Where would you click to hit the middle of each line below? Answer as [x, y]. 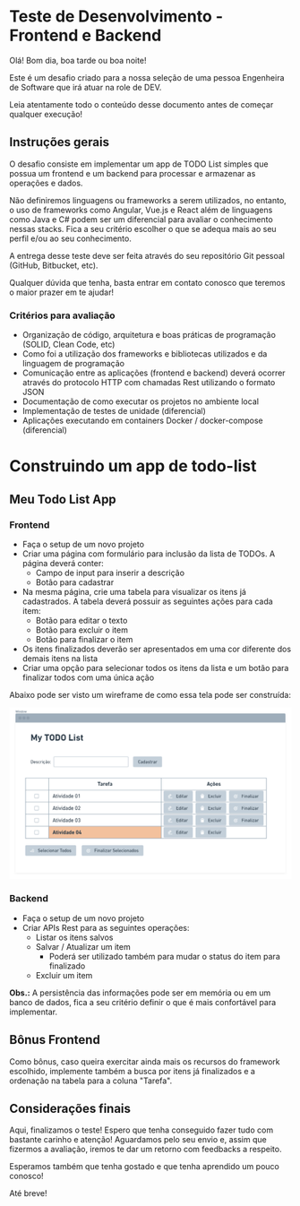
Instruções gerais [60, 142]
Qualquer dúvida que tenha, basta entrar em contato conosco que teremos [147, 282]
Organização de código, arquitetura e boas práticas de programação [149, 335]
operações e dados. [46, 183]
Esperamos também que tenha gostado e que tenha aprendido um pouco [144, 1167]
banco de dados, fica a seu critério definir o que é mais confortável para [143, 1002]
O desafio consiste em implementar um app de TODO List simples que [139, 164]
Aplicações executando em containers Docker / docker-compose [142, 421]
